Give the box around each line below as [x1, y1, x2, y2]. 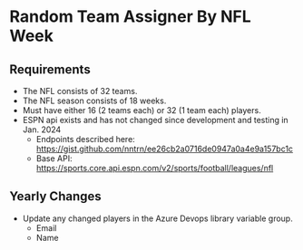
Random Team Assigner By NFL [9, 6, 251, 27]
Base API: [35, 153, 73, 164]
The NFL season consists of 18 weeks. [22, 95, 167, 106]
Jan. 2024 [22, 124, 62, 135]
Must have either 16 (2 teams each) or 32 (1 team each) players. [22, 105, 261, 115]
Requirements [9, 62, 91, 77]
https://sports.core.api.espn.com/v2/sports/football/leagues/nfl [35, 163, 274, 173]
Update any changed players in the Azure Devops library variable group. [22, 213, 293, 224]
